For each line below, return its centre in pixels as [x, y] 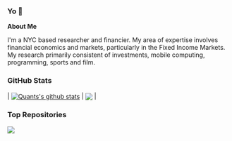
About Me [22, 27]
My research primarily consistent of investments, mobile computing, [106, 55]
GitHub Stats [30, 81]
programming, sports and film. [51, 62]
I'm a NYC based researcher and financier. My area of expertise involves [113, 40]
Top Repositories [37, 115]
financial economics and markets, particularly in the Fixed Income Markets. [116, 48]
